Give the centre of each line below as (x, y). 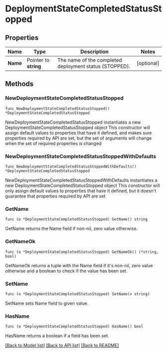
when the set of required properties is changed (53, 143)
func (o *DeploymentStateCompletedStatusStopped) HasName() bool (74, 327)
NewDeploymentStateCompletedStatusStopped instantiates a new (73, 122)
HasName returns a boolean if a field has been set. (57, 336)
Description (94, 52)
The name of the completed (89, 60)
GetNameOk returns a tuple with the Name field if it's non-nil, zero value (79, 265)
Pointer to (38, 60)
